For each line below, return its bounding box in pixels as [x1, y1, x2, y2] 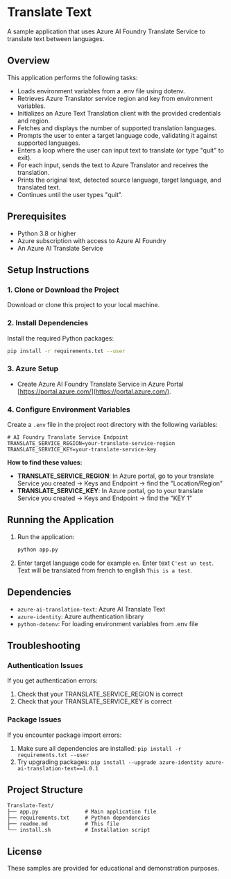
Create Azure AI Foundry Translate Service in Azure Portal [17, 380, 184, 388]
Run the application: [17, 532, 75, 540]
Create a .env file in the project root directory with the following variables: [7, 421, 218, 429]
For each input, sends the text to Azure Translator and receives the [17, 161, 209, 169]
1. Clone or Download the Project [7, 285, 119, 295]
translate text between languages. [7, 34, 105, 42]
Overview [7, 55, 51, 67]
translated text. [17, 182, 61, 192]
